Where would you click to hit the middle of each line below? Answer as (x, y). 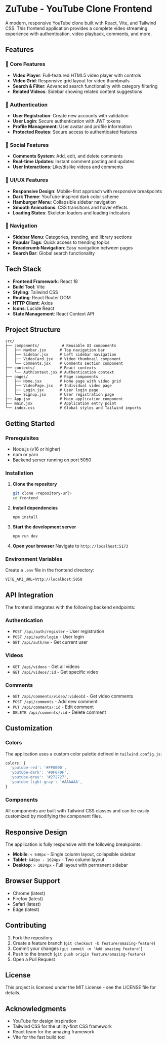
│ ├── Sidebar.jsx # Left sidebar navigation (61, 355)
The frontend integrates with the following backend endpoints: (70, 607)
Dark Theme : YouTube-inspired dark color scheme (66, 197)
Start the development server (44, 527)
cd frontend (25, 498)
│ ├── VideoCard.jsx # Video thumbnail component (63, 359)
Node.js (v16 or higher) (36, 449)
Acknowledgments (36, 1009)
